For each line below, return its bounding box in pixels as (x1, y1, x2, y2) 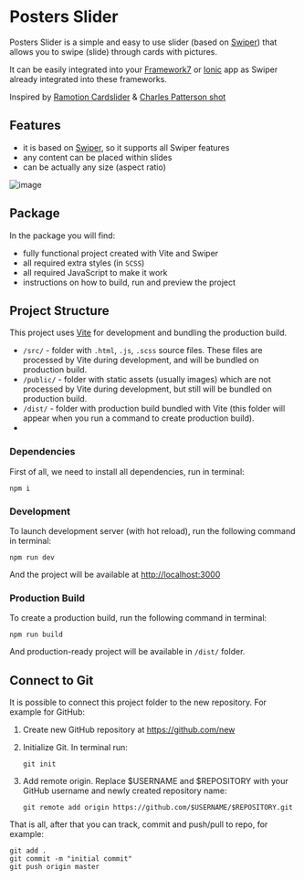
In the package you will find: (9, 230, 116, 241)
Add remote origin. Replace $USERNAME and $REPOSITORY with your (22, 776, 289, 787)
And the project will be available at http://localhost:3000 (9, 569, 221, 580)
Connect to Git (9, 673, 94, 688)
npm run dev (9, 552, 55, 562)
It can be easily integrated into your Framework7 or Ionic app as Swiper (9, 64, 278, 75)
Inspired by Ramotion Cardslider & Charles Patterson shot (9, 91, 226, 102)
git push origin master (9, 863, 100, 872)
